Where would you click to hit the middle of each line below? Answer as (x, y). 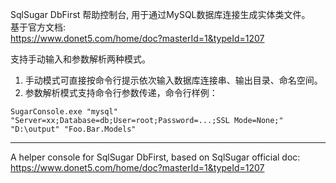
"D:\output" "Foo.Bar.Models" (73, 129)
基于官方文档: (38, 27)
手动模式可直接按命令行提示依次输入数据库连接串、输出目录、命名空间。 (173, 80)
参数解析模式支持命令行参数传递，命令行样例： (121, 92)
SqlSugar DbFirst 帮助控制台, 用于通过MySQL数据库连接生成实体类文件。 (160, 14)
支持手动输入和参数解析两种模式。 (80, 59)
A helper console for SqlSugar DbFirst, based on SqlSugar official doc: (155, 157)
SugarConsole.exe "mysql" (64, 112)
